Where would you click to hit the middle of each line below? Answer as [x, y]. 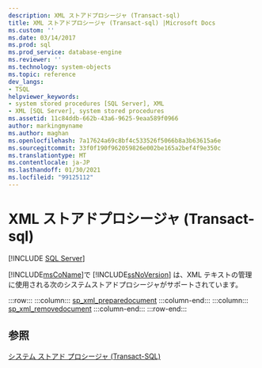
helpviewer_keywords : [44, 97]
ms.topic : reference [42, 74]
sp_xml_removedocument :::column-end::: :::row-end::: [98, 309]
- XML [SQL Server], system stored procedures [86, 112]
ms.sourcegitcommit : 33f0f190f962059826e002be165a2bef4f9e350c [115, 148]
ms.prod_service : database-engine [65, 52]
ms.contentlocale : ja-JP [49, 163]
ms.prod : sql [30, 45]
